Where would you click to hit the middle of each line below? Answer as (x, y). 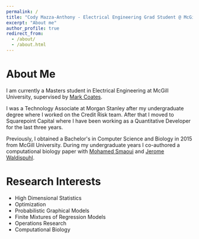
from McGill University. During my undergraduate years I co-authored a (93, 145)
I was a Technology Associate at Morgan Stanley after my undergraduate (95, 108)
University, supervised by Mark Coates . (54, 97)
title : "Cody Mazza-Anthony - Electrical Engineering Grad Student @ (94, 17)
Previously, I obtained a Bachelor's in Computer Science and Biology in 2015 (99, 138)
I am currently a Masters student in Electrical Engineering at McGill (87, 90)
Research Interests (54, 181)
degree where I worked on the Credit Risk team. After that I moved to (90, 114)
